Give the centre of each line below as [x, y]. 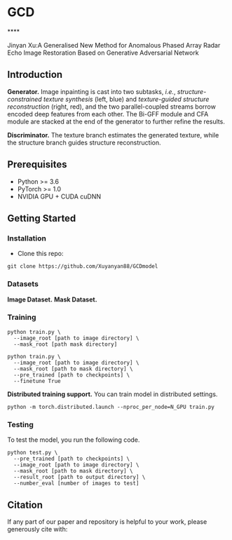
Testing [20, 424]
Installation [27, 238]
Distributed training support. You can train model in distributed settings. [112, 394]
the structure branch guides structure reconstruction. [84, 142]
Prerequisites [37, 164]
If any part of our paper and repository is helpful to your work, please [107, 521]
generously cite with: [37, 529]
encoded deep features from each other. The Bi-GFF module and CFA [108, 114]
